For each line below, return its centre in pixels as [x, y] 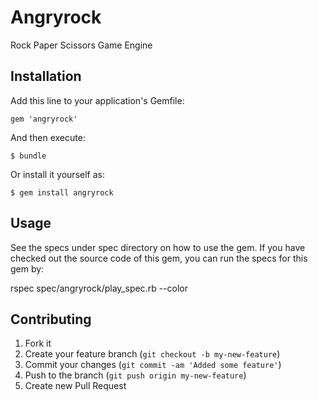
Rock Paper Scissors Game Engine [81, 45]
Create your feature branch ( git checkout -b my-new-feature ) [152, 354]
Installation [46, 76]
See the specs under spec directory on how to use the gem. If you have [158, 247]
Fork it [38, 343]
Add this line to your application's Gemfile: [97, 100]
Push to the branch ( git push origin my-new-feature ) [135, 375]
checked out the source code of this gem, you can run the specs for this [159, 258]
